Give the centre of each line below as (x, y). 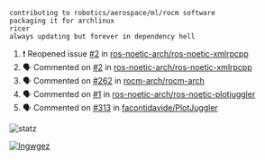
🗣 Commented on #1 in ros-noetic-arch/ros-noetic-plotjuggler (139, 94)
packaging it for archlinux (62, 21)
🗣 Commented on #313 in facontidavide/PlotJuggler (120, 107)
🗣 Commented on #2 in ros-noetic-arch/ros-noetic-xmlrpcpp (137, 67)
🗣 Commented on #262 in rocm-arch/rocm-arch (113, 80)
